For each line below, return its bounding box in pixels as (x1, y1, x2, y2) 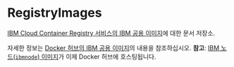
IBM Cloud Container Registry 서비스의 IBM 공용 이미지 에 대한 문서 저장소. (7, 29, 216, 37)
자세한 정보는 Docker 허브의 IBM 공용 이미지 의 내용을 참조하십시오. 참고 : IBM (7, 43, 220, 52)
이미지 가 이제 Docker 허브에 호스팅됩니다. (41, 52, 156, 61)
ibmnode (15, 54, 38, 61)
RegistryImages (7, 5, 102, 21)
